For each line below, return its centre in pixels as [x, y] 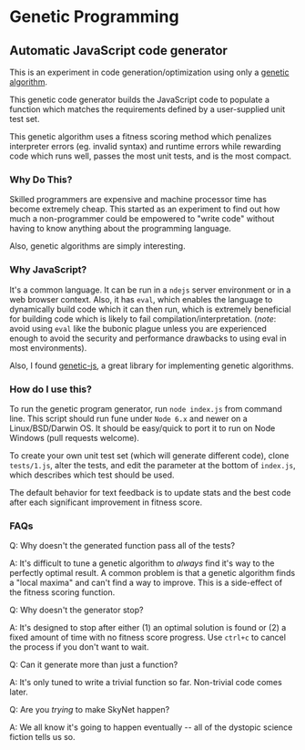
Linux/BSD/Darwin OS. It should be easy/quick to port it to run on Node [142, 428]
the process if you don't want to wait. [79, 647]
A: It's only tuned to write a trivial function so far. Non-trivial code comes [146, 683]
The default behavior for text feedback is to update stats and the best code [150, 492]
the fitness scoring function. [62, 592]
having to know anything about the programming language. [121, 229]
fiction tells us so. [42, 737]
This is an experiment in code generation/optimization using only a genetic [149, 72]
